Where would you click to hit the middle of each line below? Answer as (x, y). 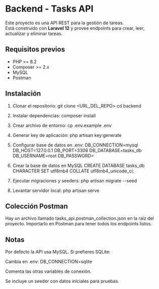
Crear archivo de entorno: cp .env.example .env (62, 125)
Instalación (23, 94)
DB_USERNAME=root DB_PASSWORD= (53, 156)
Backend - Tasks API (49, 9)
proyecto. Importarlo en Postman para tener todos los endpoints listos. (79, 224)
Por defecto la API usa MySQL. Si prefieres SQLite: (58, 252)
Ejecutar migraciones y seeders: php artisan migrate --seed (75, 180)
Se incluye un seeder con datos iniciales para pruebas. (62, 281)
